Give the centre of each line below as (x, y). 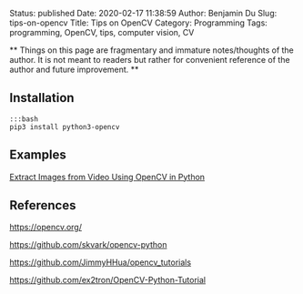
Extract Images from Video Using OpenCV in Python (107, 177)
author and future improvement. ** (74, 69)
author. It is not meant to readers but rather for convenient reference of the (150, 60)
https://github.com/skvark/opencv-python (88, 245)
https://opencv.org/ (45, 228)
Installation (42, 98)
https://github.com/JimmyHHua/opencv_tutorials (101, 262)
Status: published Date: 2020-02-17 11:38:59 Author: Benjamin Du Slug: (143, 13)
